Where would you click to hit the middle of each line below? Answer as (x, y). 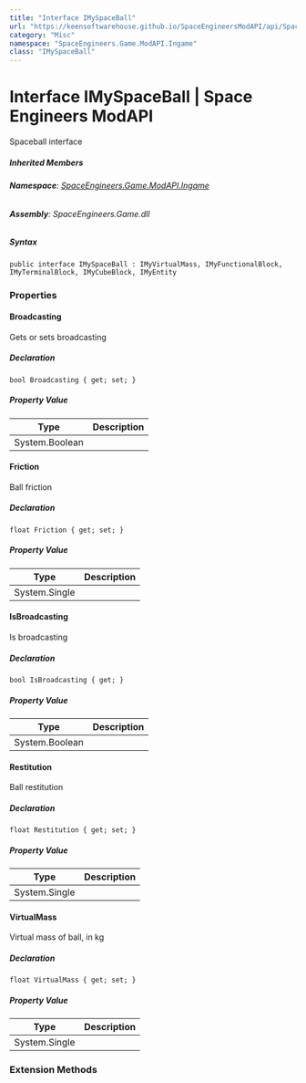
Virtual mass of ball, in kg (57, 937)
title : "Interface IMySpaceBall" (73, 18)
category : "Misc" (42, 35)
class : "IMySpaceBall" (52, 52)
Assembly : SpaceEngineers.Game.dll (80, 213)
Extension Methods (53, 1070)
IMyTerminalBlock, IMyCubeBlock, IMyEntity (93, 272)
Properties (33, 295)
